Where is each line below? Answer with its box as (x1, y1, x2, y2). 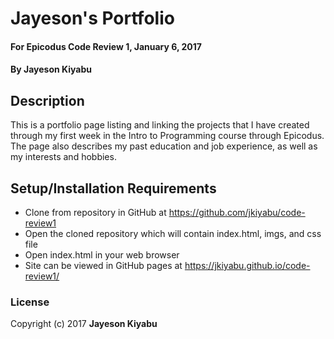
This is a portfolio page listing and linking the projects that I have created (10, 119, 310, 131)
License (10, 295, 50, 309)
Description (10, 92, 85, 109)
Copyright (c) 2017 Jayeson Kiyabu (10, 318, 158, 330)
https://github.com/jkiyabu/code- (168, 207, 306, 218)
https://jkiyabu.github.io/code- (184, 260, 311, 271)
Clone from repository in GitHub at (24, 207, 167, 218)
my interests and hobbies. (10, 151, 117, 163)
